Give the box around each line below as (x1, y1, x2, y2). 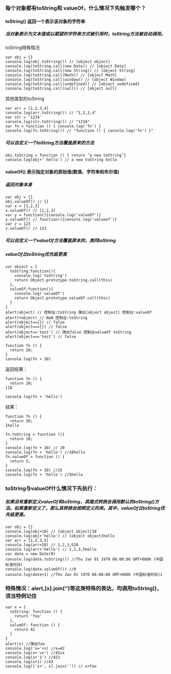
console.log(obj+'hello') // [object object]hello (5, 533, 115, 539)
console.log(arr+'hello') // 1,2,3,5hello (5, 547, 97, 552)
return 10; (10, 436, 33, 441)
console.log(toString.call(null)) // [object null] (5, 86, 117, 91)
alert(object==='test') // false (5, 334, 76, 339)
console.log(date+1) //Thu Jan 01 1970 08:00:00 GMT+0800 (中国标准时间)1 (5, 572, 163, 577)
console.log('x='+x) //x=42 (5, 645, 65, 651)
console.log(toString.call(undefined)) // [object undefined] (5, 82, 140, 87)
